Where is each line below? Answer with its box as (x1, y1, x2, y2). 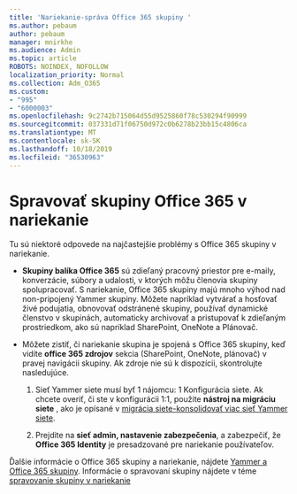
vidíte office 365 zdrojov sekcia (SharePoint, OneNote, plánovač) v (21, 349, 267, 359)
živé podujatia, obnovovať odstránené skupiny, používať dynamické (21, 303, 268, 314)
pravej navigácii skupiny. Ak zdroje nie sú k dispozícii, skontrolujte (21, 358, 263, 368)
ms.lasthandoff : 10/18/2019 (9, 144, 113, 153)
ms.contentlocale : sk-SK (9, 136, 101, 145)
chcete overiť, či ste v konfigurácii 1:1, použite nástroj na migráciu (34, 394, 276, 405)
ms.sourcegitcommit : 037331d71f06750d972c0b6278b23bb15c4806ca (9, 120, 247, 129)
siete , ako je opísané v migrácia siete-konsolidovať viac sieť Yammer (34, 404, 288, 414)
